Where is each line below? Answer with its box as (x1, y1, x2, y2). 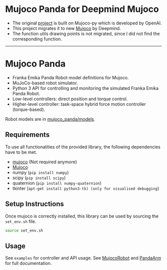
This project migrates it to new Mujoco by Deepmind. (12, 25, 121, 31)
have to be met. (5, 149, 37, 155)
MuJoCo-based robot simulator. (12, 80, 78, 86)
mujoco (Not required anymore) (12, 159, 77, 165)
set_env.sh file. (5, 218, 36, 224)
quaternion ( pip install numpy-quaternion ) (12, 180, 102, 186)
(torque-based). (12, 106, 46, 112)
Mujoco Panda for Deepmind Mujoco (5, 3, 159, 15)
